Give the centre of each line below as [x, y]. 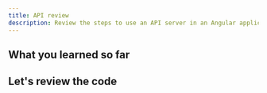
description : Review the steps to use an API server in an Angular [122, 23]
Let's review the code [63, 82]
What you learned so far [69, 55]
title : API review [39, 15]
